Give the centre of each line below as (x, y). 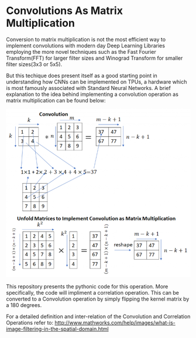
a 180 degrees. (24, 305)
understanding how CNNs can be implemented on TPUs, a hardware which (97, 82)
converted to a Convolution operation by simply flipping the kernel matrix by (98, 299)
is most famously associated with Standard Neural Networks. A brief (88, 88)
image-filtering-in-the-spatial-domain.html (58, 329)
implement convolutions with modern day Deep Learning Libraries (86, 46)
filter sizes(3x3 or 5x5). (34, 64)
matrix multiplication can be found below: (56, 100)
